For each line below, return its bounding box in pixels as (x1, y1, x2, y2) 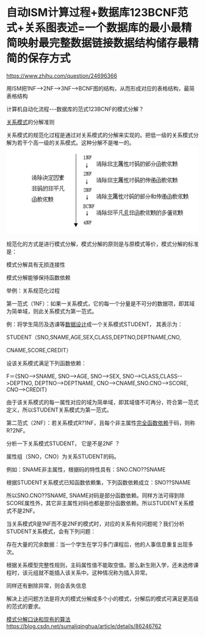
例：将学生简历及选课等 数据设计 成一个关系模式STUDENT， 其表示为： (6, 320, 183, 328)
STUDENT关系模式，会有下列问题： (6, 528, 96, 535)
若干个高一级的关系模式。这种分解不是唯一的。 (16, 139, 135, 146)
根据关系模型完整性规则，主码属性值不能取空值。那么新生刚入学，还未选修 (6, 561, 193, 569)
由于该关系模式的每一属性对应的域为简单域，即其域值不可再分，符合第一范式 (6, 399, 199, 406)
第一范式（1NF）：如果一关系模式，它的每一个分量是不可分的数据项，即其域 (6, 300, 195, 308)
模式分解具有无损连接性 (6, 261, 65, 268)
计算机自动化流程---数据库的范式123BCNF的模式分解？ (6, 105, 145, 113)
